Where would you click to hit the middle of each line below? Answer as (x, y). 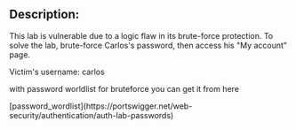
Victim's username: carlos (57, 72)
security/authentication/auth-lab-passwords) (92, 115)
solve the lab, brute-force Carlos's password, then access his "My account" (148, 45)
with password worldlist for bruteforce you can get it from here (124, 88)
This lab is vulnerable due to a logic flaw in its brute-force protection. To (141, 35)
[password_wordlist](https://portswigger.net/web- (101, 106)
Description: (44, 15)
